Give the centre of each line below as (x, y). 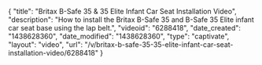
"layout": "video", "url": (46, 45)
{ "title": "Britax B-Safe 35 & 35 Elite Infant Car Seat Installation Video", (123, 11)
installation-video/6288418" (53, 53)
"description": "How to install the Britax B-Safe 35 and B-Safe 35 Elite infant (131, 20)
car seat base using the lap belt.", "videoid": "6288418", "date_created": (125, 28)
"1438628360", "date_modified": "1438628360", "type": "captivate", (119, 36)
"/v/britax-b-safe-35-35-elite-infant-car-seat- (159, 45)
